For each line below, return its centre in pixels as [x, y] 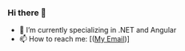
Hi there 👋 [27, 13]
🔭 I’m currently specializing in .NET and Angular [98, 30]
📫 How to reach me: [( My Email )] [74, 39]
